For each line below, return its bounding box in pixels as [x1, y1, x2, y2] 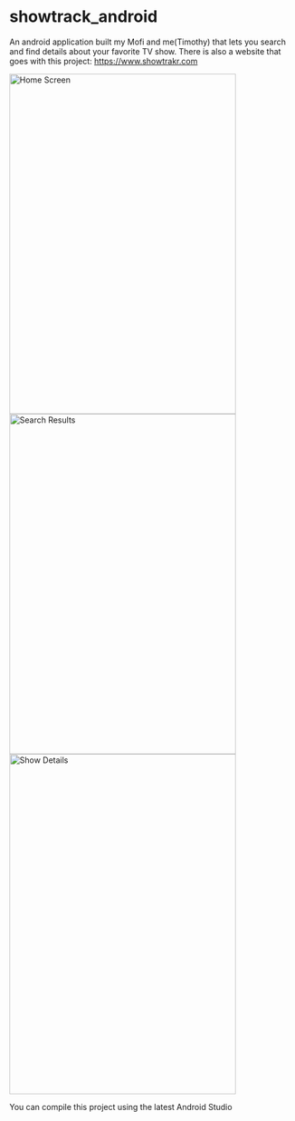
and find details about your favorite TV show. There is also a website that [9, 45, 281, 56]
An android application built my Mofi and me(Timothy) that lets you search [9, 36, 287, 47]
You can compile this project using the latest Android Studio [9, 1101, 233, 1112]
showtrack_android [9, 6, 158, 27]
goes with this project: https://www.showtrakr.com [9, 55, 198, 66]
